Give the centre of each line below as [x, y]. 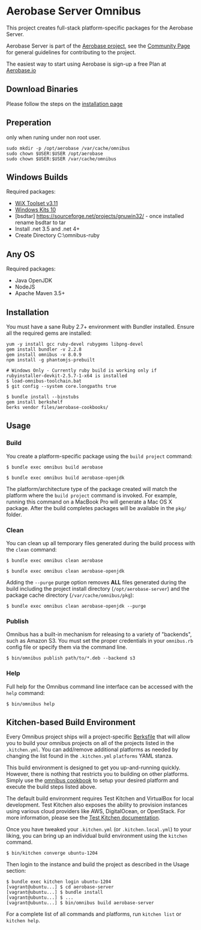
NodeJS [25, 287]
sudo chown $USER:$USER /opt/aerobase [55, 154]
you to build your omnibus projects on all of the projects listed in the [90, 743]
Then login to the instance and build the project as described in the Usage [98, 864]
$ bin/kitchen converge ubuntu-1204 [52, 854]
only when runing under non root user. [54, 137]
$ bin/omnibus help [31, 704]
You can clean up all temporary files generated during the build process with [101, 543]
